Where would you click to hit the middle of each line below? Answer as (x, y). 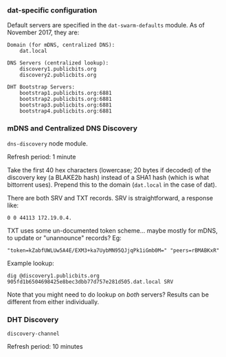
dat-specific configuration (52, 10)
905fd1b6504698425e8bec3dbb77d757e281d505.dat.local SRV (90, 281)
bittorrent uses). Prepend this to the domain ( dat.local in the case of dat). (112, 185)
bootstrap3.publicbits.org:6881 (66, 105)
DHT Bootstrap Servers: (41, 87)
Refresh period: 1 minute (42, 157)
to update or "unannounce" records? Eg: (64, 238)
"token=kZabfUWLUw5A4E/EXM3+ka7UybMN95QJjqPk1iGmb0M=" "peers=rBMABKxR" (113, 250)
